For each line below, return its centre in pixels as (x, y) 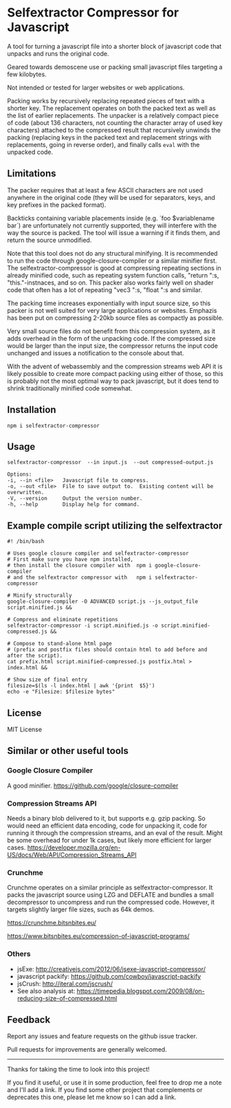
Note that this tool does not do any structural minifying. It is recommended (112, 253)
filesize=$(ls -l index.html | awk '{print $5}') (81, 686)
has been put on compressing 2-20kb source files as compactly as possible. (115, 318)
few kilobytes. (27, 74)
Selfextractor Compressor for (93, 13)
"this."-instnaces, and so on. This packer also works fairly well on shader (110, 282)
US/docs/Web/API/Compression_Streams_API (72, 854)
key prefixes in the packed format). (57, 205)
